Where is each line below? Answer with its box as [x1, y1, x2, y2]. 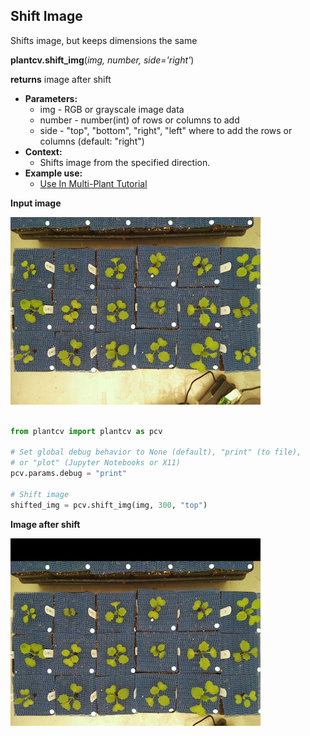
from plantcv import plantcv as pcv [10, 426, 163, 436]
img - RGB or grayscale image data [39, 103, 185, 115]
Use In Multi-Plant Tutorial [39, 177, 148, 189]
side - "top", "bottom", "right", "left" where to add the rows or [39, 124, 293, 136]
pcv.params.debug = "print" [10, 469, 128, 479]
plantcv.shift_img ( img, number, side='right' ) [10, 54, 195, 66]
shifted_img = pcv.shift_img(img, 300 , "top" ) [10, 500, 208, 510]
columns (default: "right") [39, 135, 145, 147]
